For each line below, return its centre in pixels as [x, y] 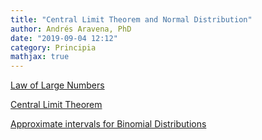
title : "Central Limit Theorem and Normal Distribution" [131, 19]
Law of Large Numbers [57, 85]
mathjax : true [40, 57]
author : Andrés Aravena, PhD [71, 29]
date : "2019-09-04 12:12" [64, 38]
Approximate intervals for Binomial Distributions [108, 124]
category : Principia [53, 47]
